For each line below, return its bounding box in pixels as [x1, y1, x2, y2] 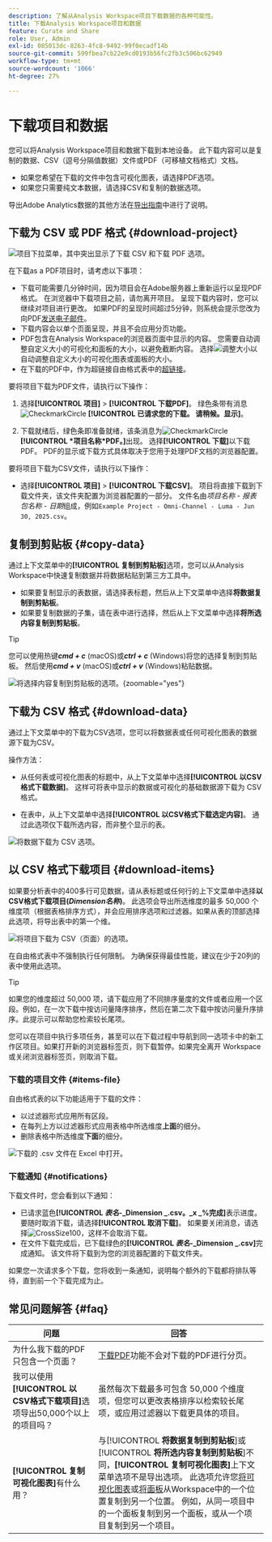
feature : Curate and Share [8, 27, 100, 35]
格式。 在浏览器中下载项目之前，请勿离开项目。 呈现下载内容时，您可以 [19, 293, 259, 303]
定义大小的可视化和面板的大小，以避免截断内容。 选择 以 [34, 344, 257, 353]
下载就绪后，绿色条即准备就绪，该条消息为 [19, 426, 163, 436]
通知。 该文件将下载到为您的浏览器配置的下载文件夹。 [27, 1249, 207, 1258]
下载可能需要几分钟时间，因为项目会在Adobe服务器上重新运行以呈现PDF [19, 283, 262, 293]
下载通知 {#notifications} [8, 1171, 108, 1182]
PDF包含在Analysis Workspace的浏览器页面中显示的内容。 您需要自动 [19, 334, 253, 344]
